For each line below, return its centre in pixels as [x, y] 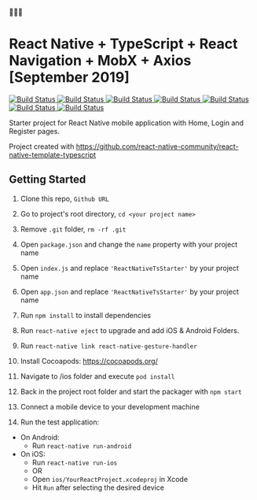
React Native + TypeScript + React [123, 44]
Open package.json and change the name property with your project [129, 244]
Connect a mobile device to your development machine [110, 406]
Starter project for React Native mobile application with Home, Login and [127, 123]
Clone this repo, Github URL [64, 198]
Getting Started [48, 180]
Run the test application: [60, 422]
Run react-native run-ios [75, 462]
